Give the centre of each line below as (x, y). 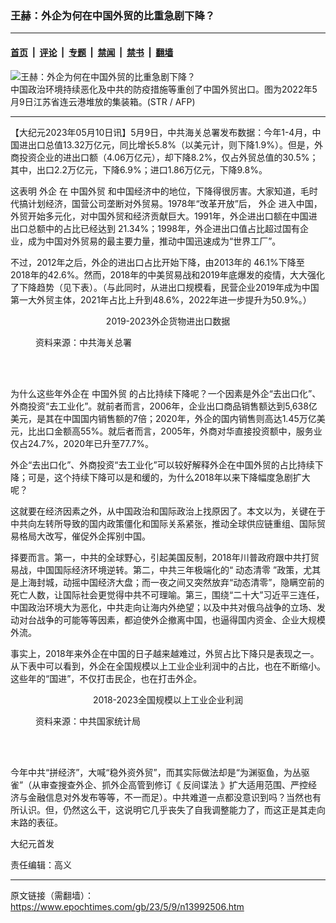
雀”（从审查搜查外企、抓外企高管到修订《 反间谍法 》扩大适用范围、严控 (159, 784)
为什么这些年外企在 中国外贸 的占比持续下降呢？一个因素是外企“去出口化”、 (166, 393)
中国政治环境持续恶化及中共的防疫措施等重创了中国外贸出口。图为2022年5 (164, 89)
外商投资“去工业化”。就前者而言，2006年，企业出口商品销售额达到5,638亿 (164, 406)
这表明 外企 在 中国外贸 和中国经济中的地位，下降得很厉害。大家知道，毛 (160, 191)
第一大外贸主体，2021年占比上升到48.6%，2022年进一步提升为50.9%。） (161, 299)
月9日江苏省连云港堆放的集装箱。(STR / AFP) (103, 101)
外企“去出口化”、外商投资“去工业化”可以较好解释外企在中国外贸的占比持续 (162, 464)
